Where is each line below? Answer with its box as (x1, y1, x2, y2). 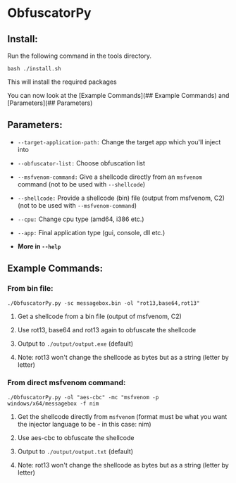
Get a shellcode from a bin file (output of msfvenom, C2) (17, 312, 182, 320)
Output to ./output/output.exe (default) (17, 339, 134, 348)
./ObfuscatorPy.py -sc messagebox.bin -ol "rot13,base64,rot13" (7, 299, 200, 307)
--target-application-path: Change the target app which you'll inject (17, 137, 221, 146)
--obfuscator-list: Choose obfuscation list (17, 158, 146, 167)
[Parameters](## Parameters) (7, 99, 93, 107)
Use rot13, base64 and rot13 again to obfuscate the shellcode (17, 325, 197, 334)
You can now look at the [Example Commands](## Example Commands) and (7, 92, 230, 99)
